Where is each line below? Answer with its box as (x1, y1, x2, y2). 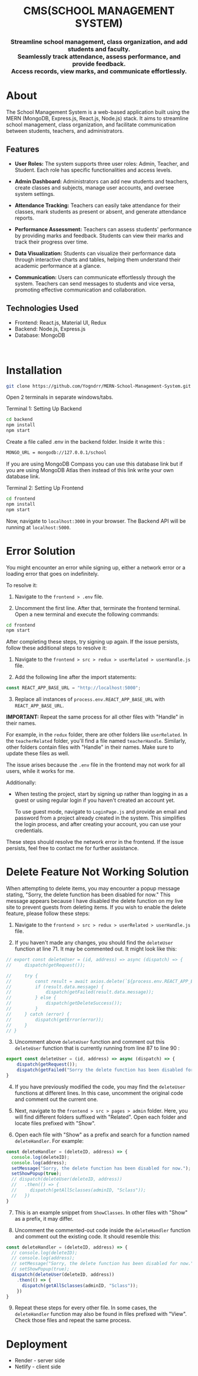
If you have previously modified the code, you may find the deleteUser (14, 1083, 186, 1090)
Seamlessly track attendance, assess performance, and (17, 53, 181, 61)
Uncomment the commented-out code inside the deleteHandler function (14, 1226, 191, 1234)
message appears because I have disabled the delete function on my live (6, 897, 184, 905)
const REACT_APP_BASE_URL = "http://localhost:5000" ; (6, 685, 141, 691)
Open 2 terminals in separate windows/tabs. (6, 394, 114, 401)
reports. (14, 214, 34, 221)
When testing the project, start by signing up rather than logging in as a (14, 791, 188, 798)
